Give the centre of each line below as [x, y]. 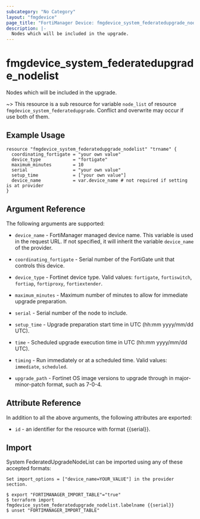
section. [17, 484]
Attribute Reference [44, 403]
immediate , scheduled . [41, 366]
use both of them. [28, 117]
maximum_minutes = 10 [48, 164]
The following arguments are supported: [56, 223]
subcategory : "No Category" [41, 12]
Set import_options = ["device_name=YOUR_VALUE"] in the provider [90, 479]
